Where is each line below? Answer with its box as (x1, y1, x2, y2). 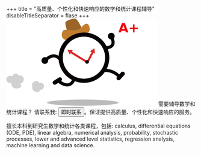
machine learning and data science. (6, 142, 95, 148)
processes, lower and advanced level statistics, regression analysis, (6, 135, 175, 142)
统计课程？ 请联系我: (6, 108, 57, 116)
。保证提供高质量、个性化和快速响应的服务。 (84, 108, 196, 116)
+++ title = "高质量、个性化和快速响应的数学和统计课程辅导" (6, 5, 155, 12)
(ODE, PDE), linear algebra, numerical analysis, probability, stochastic (6, 129, 179, 136)
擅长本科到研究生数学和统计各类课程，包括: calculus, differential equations (6, 122, 191, 129)
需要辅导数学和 (158, 101, 196, 107)
